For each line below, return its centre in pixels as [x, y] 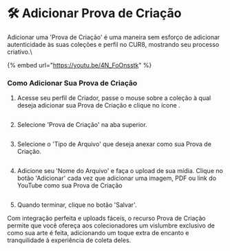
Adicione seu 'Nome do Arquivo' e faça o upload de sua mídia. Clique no [120, 171]
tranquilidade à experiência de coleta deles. [69, 240]
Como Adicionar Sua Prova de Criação [72, 83]
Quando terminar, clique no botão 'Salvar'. [77, 205]
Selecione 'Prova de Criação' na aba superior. [82, 125]
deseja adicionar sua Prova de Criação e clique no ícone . [98, 106]
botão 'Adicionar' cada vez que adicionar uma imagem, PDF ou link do [117, 178]
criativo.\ [20, 52]
